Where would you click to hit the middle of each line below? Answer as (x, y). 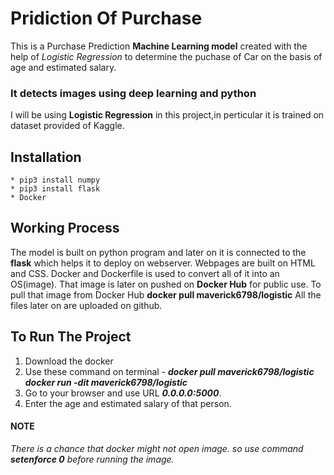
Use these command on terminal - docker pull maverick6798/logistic (169, 371)
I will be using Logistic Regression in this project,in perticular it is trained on (167, 115)
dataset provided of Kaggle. (67, 126)
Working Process (65, 228)
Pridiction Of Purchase (106, 18)
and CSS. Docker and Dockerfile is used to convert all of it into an (145, 273)
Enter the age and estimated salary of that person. (128, 403)
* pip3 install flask (55, 189)
